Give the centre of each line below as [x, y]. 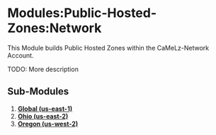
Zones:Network [55, 28]
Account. [21, 55]
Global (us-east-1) [45, 109]
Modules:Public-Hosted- [82, 13]
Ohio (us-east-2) [43, 116]
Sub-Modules [38, 91]
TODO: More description [43, 69]
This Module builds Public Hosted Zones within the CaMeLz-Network [108, 48]
